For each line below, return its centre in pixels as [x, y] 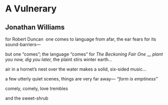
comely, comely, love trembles [37, 88]
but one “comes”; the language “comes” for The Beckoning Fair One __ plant [84, 54]
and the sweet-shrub [27, 98]
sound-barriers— [23, 44]
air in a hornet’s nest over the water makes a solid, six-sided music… [76, 69]
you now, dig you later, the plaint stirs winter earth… [59, 59]
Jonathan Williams [35, 27]
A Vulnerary [31, 9]
